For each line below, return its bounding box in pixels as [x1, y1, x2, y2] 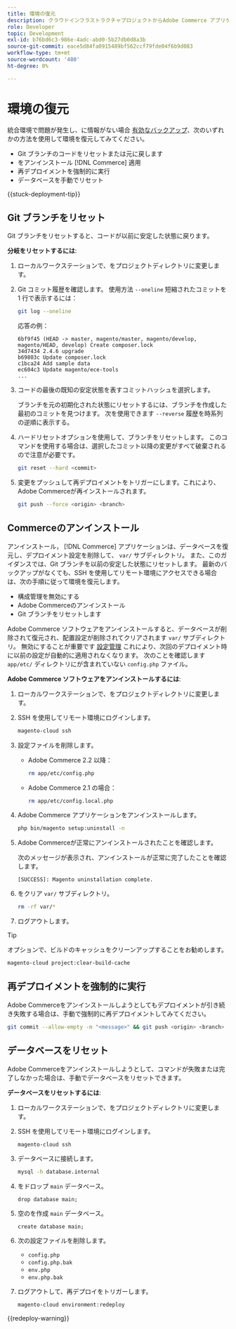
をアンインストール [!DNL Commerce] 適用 [17, 158, 142, 166]
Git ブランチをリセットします [17, 609, 102, 618]
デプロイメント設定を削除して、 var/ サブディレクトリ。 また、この [25, 550, 221, 559]
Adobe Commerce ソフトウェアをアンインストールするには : [7, 675, 181, 683]
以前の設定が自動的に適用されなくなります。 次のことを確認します [13, 651, 206, 659]
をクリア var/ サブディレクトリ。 [17, 890, 114, 898]
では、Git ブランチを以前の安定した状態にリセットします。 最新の [31, 560, 221, 568]
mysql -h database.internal [17, 1168, 100, 1176]
